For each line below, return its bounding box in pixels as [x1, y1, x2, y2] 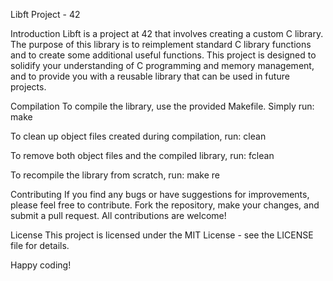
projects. [10, 81, 47, 93]
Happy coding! [10, 259, 72, 271]
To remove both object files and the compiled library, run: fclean [10, 150, 275, 161]
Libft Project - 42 [10, 9, 81, 20]
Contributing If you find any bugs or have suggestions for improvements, [10, 189, 310, 200]
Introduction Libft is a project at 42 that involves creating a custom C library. [10, 28, 324, 39]
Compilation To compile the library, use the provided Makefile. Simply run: [10, 100, 315, 112]
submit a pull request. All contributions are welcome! [10, 210, 227, 221]
